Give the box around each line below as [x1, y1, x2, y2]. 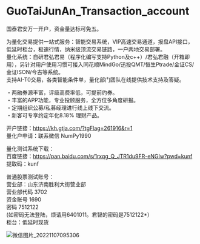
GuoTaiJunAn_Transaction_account [6, 4, 190, 18]
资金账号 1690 [6, 195, 41, 203]
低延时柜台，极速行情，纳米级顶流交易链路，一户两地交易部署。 [6, 46, 165, 53]
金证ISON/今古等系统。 [6, 68, 64, 75]
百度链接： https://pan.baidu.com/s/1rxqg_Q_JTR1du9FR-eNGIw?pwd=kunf [6, 152, 193, 160]
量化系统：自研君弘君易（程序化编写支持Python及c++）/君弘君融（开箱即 [6, 53, 190, 60]
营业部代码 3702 [6, 188, 47, 195]
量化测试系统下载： [6, 144, 55, 152]
